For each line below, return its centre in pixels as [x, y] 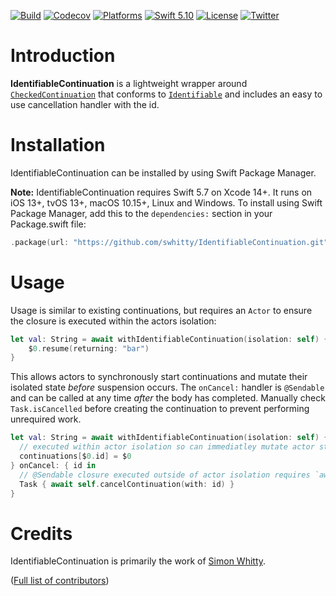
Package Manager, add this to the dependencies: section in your [141, 213]
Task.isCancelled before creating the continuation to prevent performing [160, 409]
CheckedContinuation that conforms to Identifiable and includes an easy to [166, 94]
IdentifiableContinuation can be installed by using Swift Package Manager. [163, 172]
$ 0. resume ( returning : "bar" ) [89, 348]
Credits [41, 533]
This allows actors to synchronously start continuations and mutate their [159, 377]
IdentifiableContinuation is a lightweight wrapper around [129, 83]
